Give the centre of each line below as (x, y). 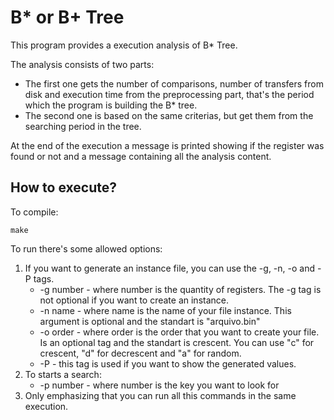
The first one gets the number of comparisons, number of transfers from (174, 83)
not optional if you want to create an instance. (134, 300)
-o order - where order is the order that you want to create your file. (179, 332)
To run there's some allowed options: (86, 248)
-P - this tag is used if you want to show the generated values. (168, 363)
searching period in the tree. (83, 126)
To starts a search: (63, 374)
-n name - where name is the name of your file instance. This (165, 310)
